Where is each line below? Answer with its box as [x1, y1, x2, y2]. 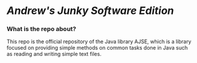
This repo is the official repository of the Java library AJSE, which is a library [6, 38, 192, 45]
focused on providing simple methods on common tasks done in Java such [6, 44, 188, 51]
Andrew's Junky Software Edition [6, 4, 174, 17]
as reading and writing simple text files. [6, 51, 102, 58]
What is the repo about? [6, 25, 77, 33]
